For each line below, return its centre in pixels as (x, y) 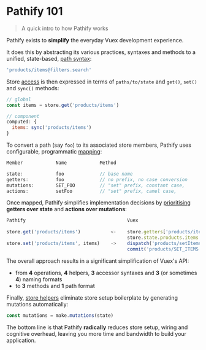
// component (23, 116)
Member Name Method (61, 163)
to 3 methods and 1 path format (55, 286)
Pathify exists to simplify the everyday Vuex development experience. (95, 40)
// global (19, 99)
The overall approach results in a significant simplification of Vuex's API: (98, 261)
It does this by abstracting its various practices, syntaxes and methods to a (101, 52)
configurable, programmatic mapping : (54, 152)
